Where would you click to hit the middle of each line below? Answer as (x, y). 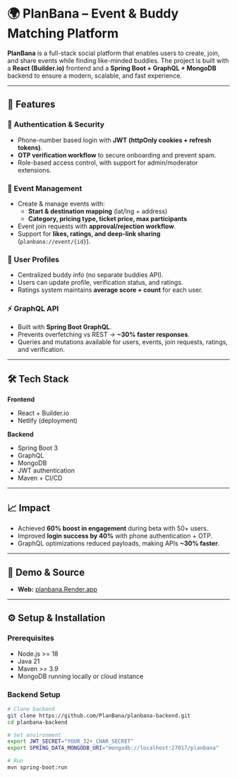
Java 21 (29, 661)
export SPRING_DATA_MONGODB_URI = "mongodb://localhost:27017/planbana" (113, 748)
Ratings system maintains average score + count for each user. (110, 290)
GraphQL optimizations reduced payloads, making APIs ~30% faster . (119, 543)
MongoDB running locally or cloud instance (80, 676)
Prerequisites (31, 638)
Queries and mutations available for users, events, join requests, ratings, (122, 342)
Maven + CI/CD (40, 478)
